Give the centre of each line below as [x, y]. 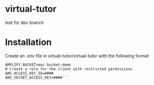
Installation [28, 42]
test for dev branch [25, 22]
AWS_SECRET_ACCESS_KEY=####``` [37, 77]
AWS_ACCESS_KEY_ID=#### [29, 73]
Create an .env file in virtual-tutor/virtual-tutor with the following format [77, 56]
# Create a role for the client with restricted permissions [69, 69]
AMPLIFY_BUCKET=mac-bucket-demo [38, 64]
